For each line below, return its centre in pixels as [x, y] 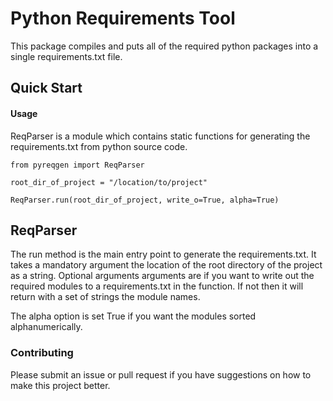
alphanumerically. [46, 327]
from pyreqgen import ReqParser [77, 165]
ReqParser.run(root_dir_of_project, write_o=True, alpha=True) [145, 200]
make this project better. [60, 385]
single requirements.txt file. [66, 56]
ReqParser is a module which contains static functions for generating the [160, 136]
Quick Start [46, 88]
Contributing [42, 353]
